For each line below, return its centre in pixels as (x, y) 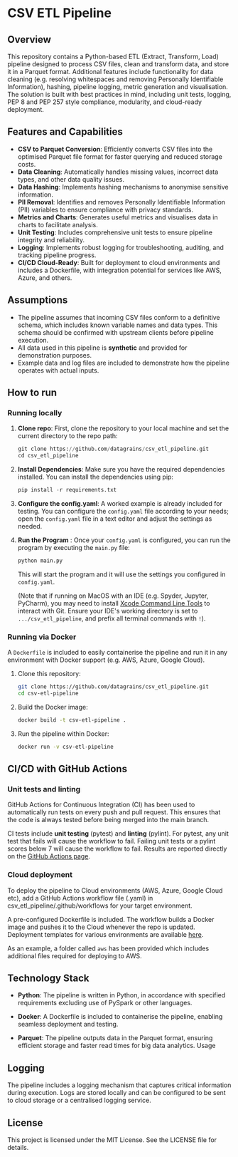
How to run (32, 393)
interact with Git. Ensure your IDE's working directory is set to (108, 611)
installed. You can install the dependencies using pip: (96, 477)
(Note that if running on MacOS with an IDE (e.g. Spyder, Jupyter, (113, 596)
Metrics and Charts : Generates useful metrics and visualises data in (118, 217)
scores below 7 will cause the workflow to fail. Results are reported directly (117, 849)
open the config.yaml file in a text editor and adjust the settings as (115, 519)
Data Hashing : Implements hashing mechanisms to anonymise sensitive (123, 187)
